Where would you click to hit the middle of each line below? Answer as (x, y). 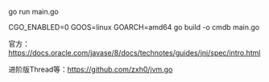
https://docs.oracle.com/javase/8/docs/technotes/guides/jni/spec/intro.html (134, 53)
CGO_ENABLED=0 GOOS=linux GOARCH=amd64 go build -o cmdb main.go (134, 27)
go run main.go (33, 12)
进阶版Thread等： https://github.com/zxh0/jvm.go (91, 69)
